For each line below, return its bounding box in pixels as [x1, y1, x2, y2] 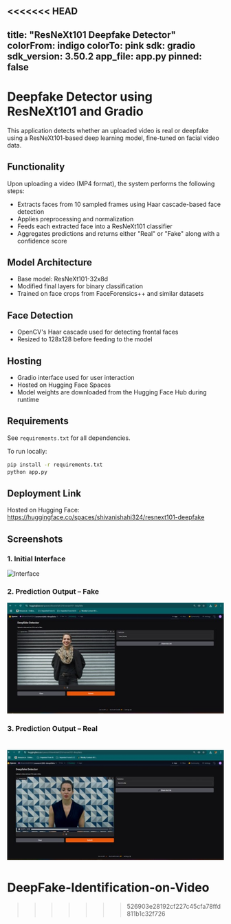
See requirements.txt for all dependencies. [7, 434, 131, 442]
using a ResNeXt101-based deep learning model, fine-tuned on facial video [7, 134, 220, 142]
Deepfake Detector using [7, 89, 153, 104]
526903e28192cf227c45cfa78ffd [126, 903, 221, 911]
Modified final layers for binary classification [16, 282, 143, 290]
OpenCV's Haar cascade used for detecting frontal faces [16, 328, 179, 337]
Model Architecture [7, 257, 93, 268]
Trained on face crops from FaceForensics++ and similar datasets [16, 290, 204, 298]
